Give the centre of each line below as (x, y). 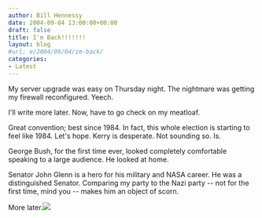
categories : (28, 60)
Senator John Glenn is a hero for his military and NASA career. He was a (125, 174)
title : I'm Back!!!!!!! (47, 37)
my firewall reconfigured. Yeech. (61, 97)
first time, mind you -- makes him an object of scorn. (94, 191)
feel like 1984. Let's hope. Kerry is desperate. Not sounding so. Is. (115, 136)
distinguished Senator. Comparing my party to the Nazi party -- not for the (129, 183)
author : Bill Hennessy (45, 15)
